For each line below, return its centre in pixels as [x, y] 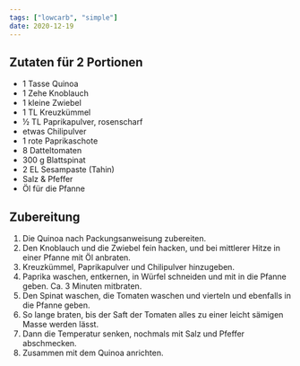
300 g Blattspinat [54, 160]
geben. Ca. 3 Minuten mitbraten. [82, 286]
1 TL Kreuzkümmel [56, 112]
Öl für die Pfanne [54, 188]
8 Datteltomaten [52, 151]
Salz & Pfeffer [47, 179]
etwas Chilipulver [54, 132]
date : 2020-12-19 [42, 26]
